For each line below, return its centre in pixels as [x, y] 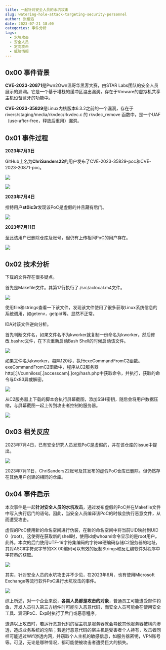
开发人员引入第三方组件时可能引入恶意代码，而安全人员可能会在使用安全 [87, 607]
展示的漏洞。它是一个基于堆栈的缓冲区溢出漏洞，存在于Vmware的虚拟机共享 [83, 92]
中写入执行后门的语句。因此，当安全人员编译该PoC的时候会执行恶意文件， [81, 513]
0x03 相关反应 [27, 432]
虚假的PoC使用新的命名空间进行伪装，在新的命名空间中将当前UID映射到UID [82, 530]
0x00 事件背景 [27, 72]
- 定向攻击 [19, 47]
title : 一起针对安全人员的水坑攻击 [37, 10]
